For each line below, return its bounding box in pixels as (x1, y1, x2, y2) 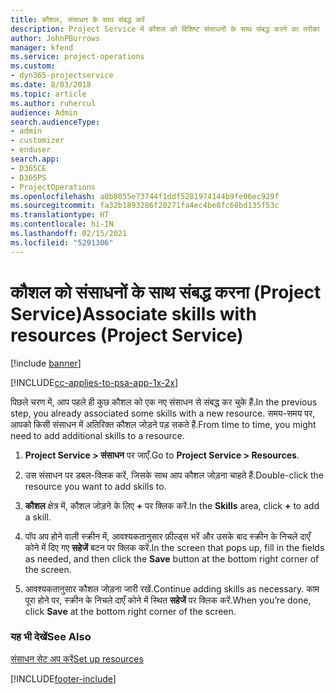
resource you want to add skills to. (24, 480, 167, 492)
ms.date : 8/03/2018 (10, 80, 92, 90)
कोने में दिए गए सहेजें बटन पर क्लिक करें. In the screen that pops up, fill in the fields (24, 541, 325, 553)
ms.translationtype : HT (10, 210, 110, 220)
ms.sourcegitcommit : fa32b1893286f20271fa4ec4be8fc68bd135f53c (10, 201, 280, 211)
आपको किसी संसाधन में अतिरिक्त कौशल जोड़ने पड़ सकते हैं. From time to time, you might (10, 418, 317, 430)
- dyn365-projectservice (10, 71, 114, 81)
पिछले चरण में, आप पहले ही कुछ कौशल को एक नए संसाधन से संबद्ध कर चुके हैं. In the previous (10, 396, 318, 408)
